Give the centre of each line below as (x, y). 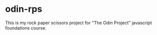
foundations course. (26, 28)
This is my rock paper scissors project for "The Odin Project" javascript (78, 23)
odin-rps (24, 9)
